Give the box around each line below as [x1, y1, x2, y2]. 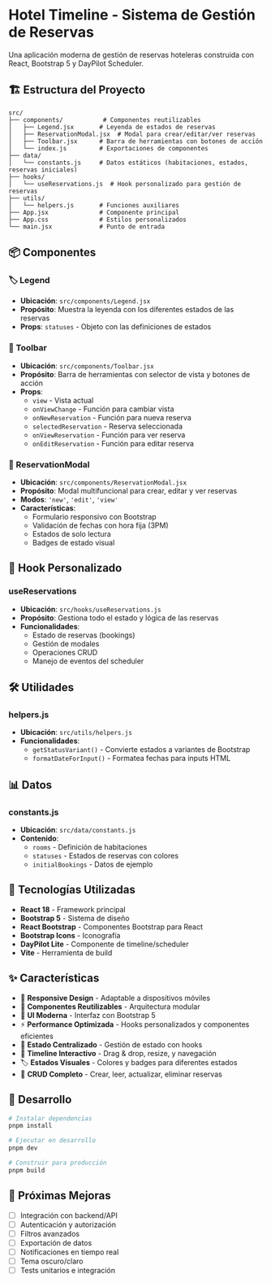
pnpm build [8, 1166, 45, 1174]
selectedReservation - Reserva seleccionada [32, 421, 183, 431]
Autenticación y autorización [19, 1220, 116, 1229]
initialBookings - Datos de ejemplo [32, 859, 153, 869]
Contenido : [19, 833, 59, 843]
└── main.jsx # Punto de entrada [8, 222, 165, 231]
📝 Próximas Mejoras [8, 1189, 111, 1203]
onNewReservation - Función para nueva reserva [32, 412, 192, 422]
